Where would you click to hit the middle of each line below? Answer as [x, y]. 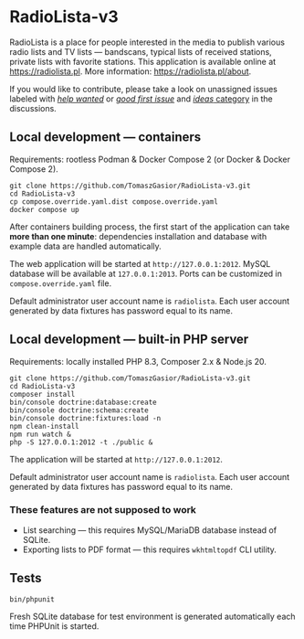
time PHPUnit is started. [54, 626]
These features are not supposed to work [103, 510]
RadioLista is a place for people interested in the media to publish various [147, 42]
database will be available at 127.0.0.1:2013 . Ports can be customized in [146, 273]
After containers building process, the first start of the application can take [150, 227]
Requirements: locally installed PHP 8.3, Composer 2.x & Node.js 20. [138, 361]
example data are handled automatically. [85, 246]
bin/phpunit [32, 599]
